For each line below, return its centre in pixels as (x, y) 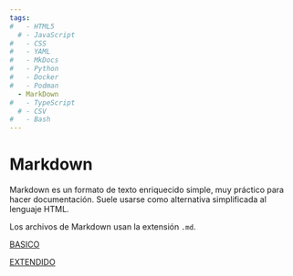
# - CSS (28, 43)
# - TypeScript (42, 102)
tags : (20, 18)
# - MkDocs (34, 60)
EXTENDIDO (33, 262)
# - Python (34, 69)
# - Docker (34, 77)
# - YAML (30, 52)
